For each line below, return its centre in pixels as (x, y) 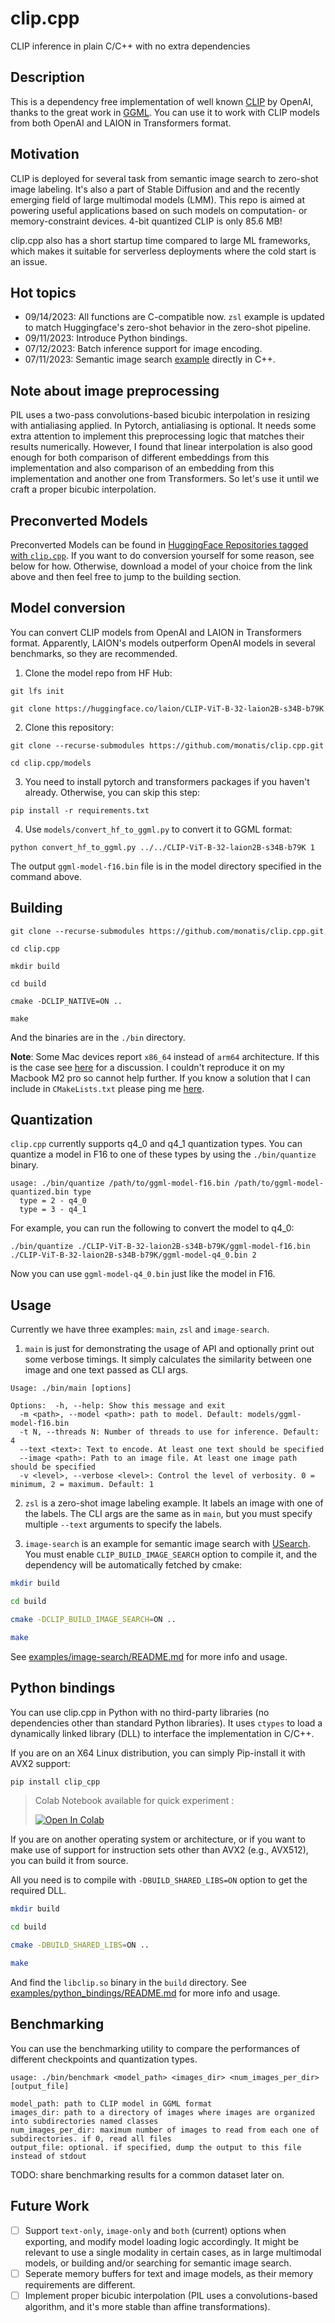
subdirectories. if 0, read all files (91, 2138)
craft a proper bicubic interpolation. (83, 489)
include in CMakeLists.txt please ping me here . (107, 1088)
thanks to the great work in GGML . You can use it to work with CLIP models (165, 112)
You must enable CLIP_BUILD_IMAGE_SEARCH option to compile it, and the (171, 1554)
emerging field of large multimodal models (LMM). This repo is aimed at (158, 199)
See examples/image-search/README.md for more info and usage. (149, 1656)
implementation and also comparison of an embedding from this (142, 468)
